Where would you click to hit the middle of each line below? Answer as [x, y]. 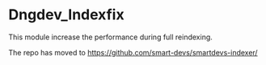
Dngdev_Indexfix [66, 15]
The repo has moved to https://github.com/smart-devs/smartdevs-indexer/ [133, 52]
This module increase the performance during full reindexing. [110, 37]
